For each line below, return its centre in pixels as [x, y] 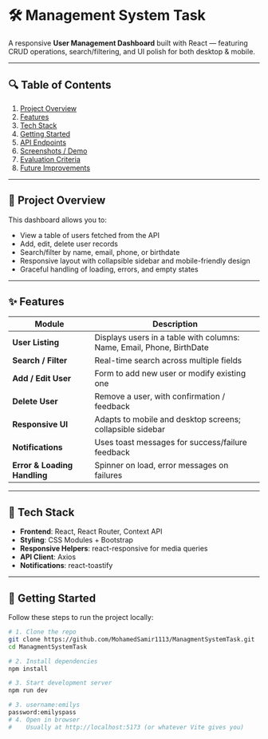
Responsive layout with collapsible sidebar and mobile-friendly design [135, 260]
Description [175, 324]
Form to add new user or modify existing [170, 374]
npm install [28, 669]
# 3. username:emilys [44, 705]
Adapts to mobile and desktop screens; [167, 419]
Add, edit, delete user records [69, 244]
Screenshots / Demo [53, 151]
